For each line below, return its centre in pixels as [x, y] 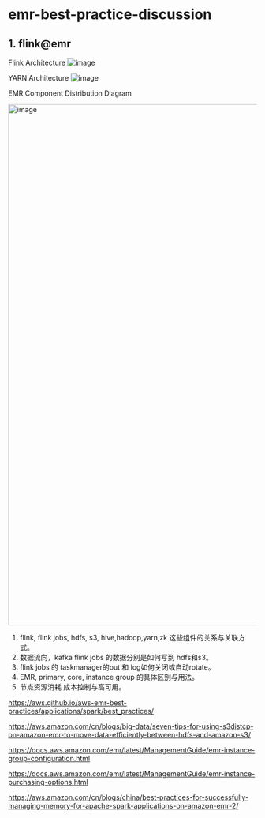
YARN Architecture [39, 78]
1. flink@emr [39, 44]
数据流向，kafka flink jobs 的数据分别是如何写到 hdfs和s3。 [116, 657]
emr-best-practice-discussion [110, 15]
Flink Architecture [37, 62]
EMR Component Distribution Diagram [70, 93]
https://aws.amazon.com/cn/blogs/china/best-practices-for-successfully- [129, 797]
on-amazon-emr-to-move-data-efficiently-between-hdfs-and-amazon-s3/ [129, 735]
